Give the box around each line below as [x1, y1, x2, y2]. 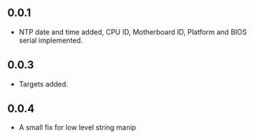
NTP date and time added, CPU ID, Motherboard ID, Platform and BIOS [18, 27, 247, 36]
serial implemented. [18, 35, 83, 45]
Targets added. [18, 79, 68, 89]
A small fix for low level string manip [18, 123, 137, 132]
